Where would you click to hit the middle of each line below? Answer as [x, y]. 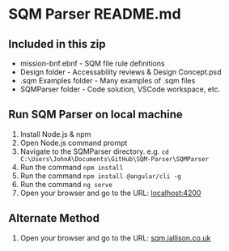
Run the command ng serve [66, 184]
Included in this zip [57, 44]
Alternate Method [54, 218]
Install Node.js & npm [55, 134]
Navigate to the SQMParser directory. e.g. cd [94, 151]
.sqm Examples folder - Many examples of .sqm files [108, 81]
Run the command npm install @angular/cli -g [101, 176]
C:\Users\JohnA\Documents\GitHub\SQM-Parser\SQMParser [114, 159]
